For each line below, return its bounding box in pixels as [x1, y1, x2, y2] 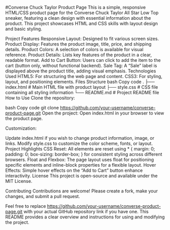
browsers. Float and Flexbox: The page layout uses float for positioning [5, 157, 154, 163]
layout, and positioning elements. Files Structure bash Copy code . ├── [5, 79, 155, 85]
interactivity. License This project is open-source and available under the [5, 173, 158, 179]
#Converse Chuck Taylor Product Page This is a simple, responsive [5, 5, 146, 10]
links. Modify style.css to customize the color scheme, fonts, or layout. [5, 140, 153, 146]
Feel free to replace [5, 203, 46, 209]
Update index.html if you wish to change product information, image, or [5, 135, 155, 141]
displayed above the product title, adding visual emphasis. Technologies [5, 68, 156, 74]
